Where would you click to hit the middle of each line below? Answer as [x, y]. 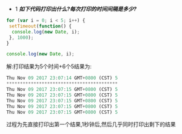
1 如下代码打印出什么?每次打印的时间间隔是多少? [76, 9]
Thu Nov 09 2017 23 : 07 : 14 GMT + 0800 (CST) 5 [62, 78]
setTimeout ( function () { [40, 26]
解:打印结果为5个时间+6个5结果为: [49, 66]
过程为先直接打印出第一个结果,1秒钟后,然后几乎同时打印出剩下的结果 [91, 124]
